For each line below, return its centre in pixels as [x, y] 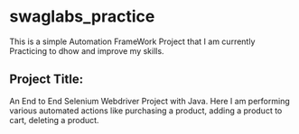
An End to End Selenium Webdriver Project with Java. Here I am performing [150, 101]
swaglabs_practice [82, 17]
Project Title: [47, 80]
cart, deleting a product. [54, 120]
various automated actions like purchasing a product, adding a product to [146, 111]
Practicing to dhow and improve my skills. [87, 50]
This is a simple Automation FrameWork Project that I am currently [132, 41]
